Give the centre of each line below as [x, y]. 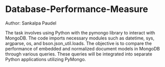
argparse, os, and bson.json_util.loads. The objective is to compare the [78, 43]
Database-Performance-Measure [77, 9]
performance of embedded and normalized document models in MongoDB [82, 48]
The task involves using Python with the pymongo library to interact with [80, 32]
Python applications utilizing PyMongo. [46, 59]
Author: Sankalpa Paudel [31, 23]
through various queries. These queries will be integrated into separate [79, 54]
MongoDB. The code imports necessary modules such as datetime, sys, [80, 38]
